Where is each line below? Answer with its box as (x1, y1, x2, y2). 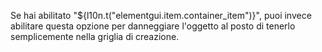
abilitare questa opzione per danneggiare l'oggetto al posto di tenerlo (10, 20, 296, 32)
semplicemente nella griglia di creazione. (10, 31, 180, 42)
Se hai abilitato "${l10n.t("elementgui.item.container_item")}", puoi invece (10, 10, 312, 21)
